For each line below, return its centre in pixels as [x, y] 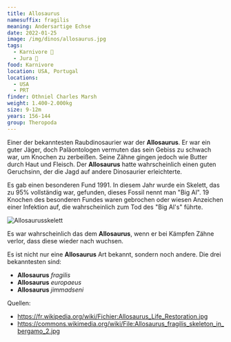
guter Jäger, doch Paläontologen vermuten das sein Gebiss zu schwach [109, 150]
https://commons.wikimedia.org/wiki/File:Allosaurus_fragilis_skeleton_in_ [120, 323]
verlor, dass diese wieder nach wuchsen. [66, 241]
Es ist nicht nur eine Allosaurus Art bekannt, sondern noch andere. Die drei [114, 254]
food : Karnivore [30, 65]
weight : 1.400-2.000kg [40, 103]
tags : [15, 46]
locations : [23, 78]
